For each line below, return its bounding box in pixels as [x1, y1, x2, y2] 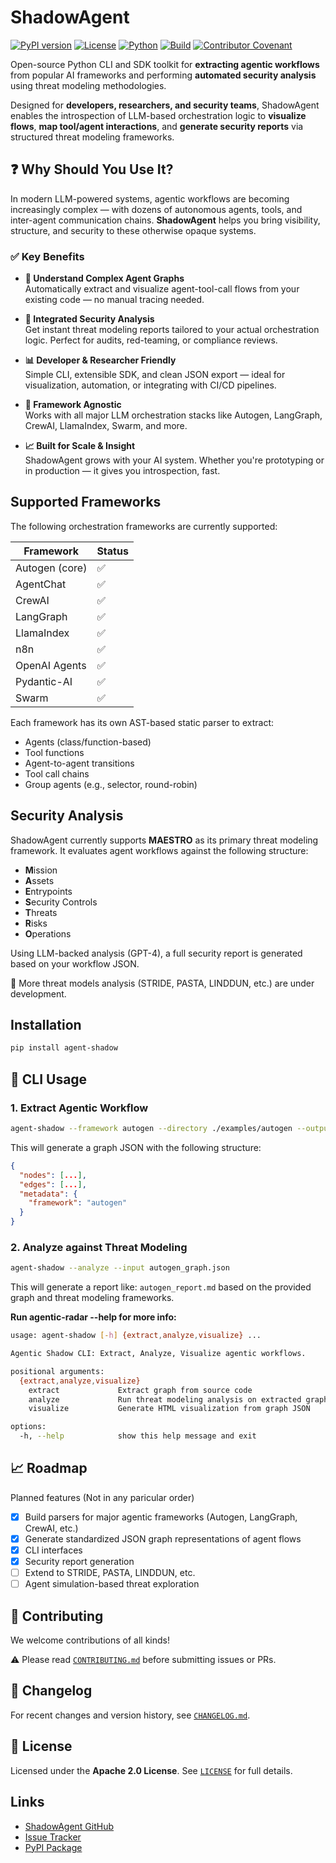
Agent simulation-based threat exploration [24, 1578, 200, 1590]
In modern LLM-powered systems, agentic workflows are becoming [10, 192, 290, 205]
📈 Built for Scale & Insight [24, 440, 136, 452]
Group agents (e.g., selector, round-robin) [24, 778, 198, 790]
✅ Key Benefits [10, 249, 85, 263]
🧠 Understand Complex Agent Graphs [24, 272, 185, 285]
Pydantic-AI [15, 674, 73, 688]
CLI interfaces [24, 1544, 83, 1556]
